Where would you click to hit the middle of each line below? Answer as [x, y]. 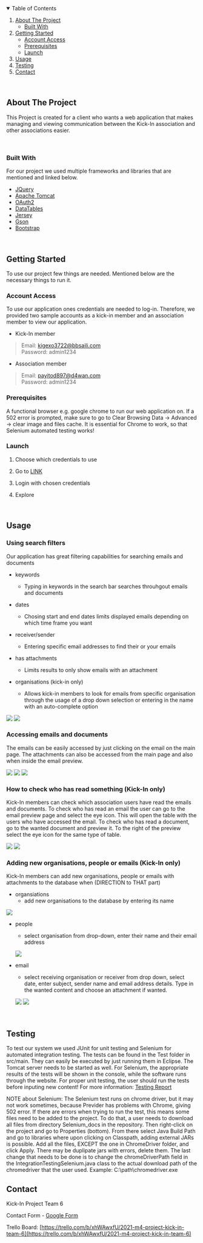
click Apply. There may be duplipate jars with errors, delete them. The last [98, 1151]
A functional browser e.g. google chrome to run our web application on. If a [100, 411]
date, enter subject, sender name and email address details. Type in [109, 984]
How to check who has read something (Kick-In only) [86, 789]
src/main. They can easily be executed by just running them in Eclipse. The [100, 1061]
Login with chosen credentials [53, 483]
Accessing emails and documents [57, 735]
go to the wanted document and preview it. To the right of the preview [94, 828]
